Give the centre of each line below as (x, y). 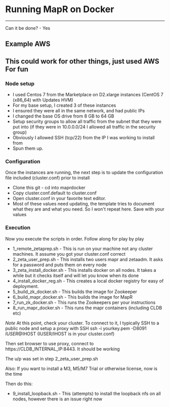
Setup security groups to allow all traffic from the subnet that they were (87, 121)
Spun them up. (28, 148)
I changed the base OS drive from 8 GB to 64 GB (63, 116)
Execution (18, 228)
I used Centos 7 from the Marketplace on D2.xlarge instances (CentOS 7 (88, 95)
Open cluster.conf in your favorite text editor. (59, 198)
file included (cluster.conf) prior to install (48, 178)
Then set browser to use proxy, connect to (50, 343)
